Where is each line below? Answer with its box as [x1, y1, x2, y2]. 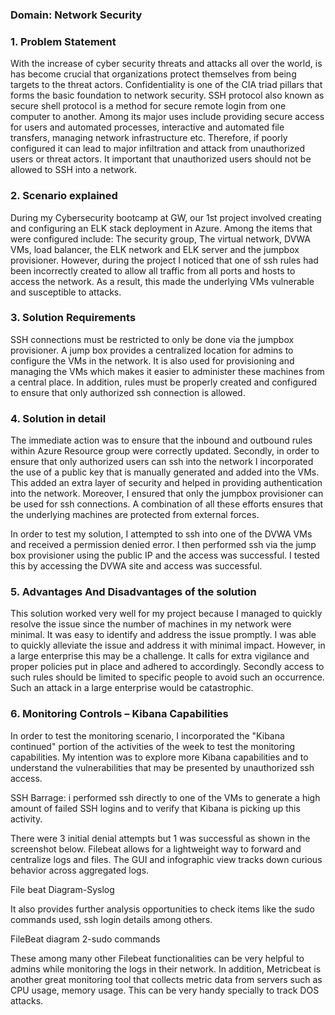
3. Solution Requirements [10, 311, 137, 325]
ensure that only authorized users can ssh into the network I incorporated [10, 456, 314, 468]
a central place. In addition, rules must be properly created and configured [10, 376, 318, 388]
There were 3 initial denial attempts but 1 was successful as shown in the [10, 832, 311, 844]
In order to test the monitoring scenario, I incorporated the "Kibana [10, 729, 285, 742]
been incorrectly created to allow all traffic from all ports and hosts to [10, 264, 296, 277]
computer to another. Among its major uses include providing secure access [10, 111, 325, 123]
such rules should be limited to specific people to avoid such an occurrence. [10, 671, 325, 683]
